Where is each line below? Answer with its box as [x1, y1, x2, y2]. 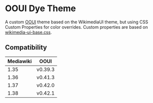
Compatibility [5, 43, 47, 51]
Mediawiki [7, 58, 32, 65]
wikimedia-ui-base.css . [5, 29, 52, 35]
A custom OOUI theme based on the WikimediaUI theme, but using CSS [5, 19, 148, 25]
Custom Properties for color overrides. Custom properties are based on [5, 24, 148, 30]
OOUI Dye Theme [5, 3, 76, 14]
